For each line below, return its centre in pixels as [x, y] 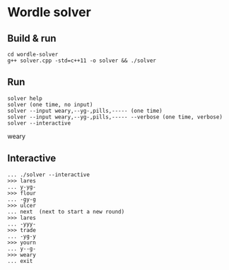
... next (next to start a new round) [66, 211]
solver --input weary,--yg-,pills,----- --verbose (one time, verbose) [115, 117]
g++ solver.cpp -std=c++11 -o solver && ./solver [82, 61]
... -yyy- [22, 224]
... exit [20, 261]
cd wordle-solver [33, 54]
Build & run [32, 38]
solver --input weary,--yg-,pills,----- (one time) [85, 111]
